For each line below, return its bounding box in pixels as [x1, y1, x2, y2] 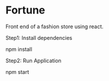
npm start [5, 68, 30, 75]
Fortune [5, 4, 46, 17]
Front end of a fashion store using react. [5, 23, 104, 30]
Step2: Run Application [5, 57, 62, 64]
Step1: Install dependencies [5, 34, 72, 41]
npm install [5, 45, 33, 53]
